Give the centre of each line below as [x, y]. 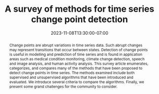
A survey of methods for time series [79, 9]
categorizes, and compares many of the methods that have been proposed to [76, 68]
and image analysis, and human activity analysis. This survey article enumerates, [79, 63]
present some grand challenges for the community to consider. [63, 86]
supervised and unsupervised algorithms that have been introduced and [71, 77]
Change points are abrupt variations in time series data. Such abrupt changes [76, 45]
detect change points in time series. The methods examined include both [72, 73]
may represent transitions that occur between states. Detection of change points [79, 50]
